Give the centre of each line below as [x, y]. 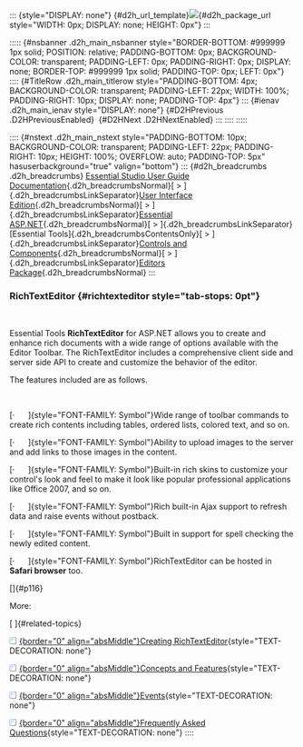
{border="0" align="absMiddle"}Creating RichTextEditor [124, 642]
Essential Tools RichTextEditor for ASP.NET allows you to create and [137, 334]
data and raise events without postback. [84, 516]
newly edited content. [50, 543]
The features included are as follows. [78, 380]
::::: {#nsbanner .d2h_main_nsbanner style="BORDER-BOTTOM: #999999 [147, 42]
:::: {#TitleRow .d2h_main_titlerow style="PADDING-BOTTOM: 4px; [134, 81]
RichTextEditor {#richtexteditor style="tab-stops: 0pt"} [135, 295]
